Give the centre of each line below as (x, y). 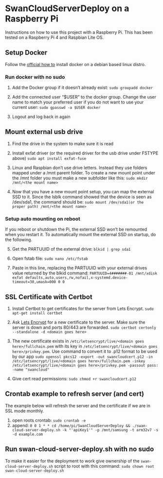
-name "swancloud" (31, 370)
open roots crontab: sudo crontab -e (49, 420)
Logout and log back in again (41, 117)
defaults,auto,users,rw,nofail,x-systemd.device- (76, 278)
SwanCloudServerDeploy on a (67, 9)
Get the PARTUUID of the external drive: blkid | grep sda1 (71, 249)
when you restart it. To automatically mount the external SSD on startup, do (81, 235)
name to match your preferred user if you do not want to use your (78, 102)
